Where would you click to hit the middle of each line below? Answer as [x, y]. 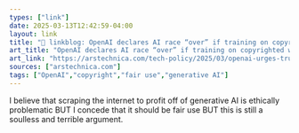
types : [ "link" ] [39, 17]
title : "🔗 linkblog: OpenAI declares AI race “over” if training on [139, 42]
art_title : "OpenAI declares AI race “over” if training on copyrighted [147, 51]
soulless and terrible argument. [66, 119]
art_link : [28, 59]
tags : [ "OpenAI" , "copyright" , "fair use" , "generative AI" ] [119, 75]
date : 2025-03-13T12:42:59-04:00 [71, 26]
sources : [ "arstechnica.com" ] [65, 67]
